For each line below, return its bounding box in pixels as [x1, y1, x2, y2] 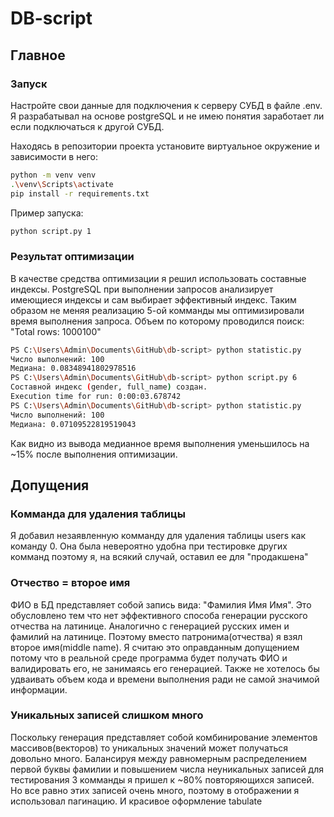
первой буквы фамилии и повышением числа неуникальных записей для [10, 763, 324, 775]
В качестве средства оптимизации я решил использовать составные [10, 272, 307, 284]
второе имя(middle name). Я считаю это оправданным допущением [10, 641, 300, 653]
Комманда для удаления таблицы [10, 507, 186, 521]
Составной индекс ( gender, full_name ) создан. [10, 382, 208, 392]
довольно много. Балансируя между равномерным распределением [10, 752, 308, 764]
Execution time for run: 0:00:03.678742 [10, 392, 182, 402]
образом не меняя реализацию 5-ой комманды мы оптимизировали [10, 304, 305, 316]
